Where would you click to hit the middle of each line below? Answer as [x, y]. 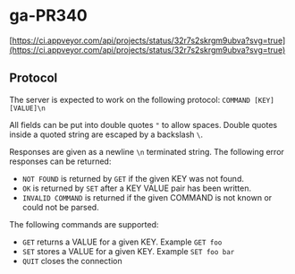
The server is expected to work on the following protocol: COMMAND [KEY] [142, 99]
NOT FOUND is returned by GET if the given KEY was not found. [133, 178]
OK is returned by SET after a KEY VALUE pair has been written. [137, 188]
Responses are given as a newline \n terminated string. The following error [147, 151]
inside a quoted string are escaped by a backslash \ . [106, 134]
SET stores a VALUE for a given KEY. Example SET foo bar [128, 251]
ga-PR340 [48, 16]
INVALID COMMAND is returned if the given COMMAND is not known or [147, 197]
